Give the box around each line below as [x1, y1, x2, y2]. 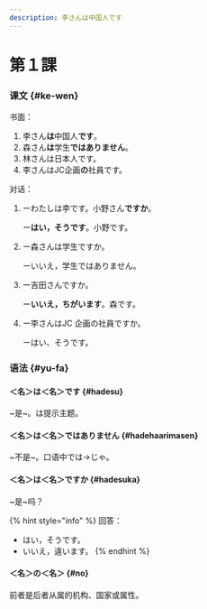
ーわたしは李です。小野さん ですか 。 [22, 203, 157, 214]
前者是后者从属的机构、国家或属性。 [9, 589, 144, 600]
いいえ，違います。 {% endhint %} [22, 545, 150, 556]
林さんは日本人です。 [22, 153, 102, 164]
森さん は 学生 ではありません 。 [22, 142, 133, 153]
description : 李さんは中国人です [9, 13, 123, 23]
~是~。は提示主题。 [9, 408, 84, 419]
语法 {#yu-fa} [9, 362, 69, 374]
